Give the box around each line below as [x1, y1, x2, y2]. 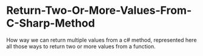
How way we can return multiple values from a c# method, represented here [6, 36, 197, 43]
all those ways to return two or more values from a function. [6, 43, 156, 50]
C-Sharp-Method [6, 16, 95, 30]
